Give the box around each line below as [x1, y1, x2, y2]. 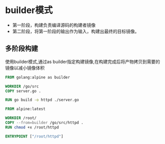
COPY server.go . [5, 88, 41, 93]
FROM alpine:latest [5, 106, 46, 111]
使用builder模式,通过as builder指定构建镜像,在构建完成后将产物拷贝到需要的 [5, 58, 161, 64]
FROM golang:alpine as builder [5, 74, 70, 80]
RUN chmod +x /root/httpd [5, 124, 59, 130]
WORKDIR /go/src [5, 83, 39, 89]
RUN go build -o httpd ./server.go [5, 97, 79, 102]
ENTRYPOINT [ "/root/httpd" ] [5, 133, 64, 139]
